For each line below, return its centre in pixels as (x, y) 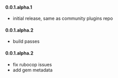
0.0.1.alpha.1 (19, 7)
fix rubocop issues (32, 64)
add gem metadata (32, 70)
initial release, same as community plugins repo (63, 18)
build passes (26, 41)
